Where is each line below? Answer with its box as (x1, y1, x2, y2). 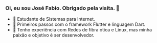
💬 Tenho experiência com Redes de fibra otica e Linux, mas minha (12, 27, 152, 33)
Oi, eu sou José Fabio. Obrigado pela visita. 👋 (5, 5, 120, 12)
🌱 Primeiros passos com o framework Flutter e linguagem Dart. (12, 21, 146, 27)
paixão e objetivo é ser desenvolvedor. (12, 32, 95, 38)
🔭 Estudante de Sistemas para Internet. (12, 16, 96, 22)
